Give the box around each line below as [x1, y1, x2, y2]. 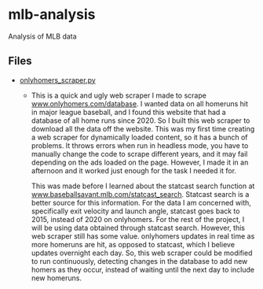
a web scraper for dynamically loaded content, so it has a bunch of [31, 132, 248, 142]
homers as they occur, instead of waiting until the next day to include [31, 265, 255, 274]
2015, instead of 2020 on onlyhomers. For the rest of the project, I [31, 214, 245, 224]
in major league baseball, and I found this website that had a [31, 107, 226, 117]
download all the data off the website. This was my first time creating [31, 124, 255, 133]
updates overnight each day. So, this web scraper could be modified [31, 248, 253, 258]
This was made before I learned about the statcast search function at [31, 181, 255, 191]
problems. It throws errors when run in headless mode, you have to [31, 140, 249, 150]
